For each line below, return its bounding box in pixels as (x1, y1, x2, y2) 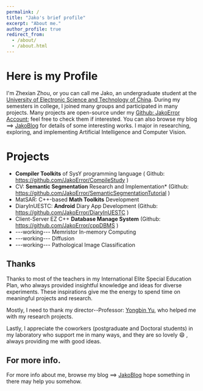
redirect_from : (6, 32, 45, 38)
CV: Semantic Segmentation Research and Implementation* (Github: (15, 182, 189, 190)
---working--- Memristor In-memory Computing (15, 228, 137, 235)
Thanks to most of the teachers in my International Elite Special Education (6, 275, 192, 282)
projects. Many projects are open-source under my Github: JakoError (6, 109, 180, 116)
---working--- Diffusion (15, 234, 75, 242)
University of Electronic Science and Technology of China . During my (6, 96, 180, 103)
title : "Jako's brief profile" (6, 15, 86, 21)
